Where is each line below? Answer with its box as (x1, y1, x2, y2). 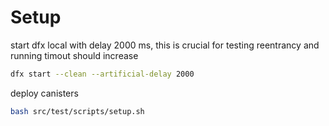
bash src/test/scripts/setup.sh (10, 106, 145, 116)
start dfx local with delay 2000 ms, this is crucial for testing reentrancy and (10, 39, 320, 51)
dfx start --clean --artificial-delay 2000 (10, 69, 195, 79)
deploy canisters (10, 87, 79, 99)
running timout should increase (10, 49, 139, 61)
